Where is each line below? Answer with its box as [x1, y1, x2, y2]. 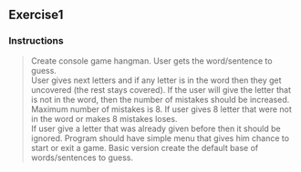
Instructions [8, 35, 65, 47]
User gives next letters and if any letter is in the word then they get [30, 75, 282, 86]
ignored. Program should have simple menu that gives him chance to [30, 132, 289, 144]
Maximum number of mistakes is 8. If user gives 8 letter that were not [30, 104, 293, 115]
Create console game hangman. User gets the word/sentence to [30, 55, 273, 66]
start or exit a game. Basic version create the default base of [30, 142, 259, 153]
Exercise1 [8, 7, 64, 23]
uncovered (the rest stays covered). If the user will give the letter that [30, 84, 292, 95]
